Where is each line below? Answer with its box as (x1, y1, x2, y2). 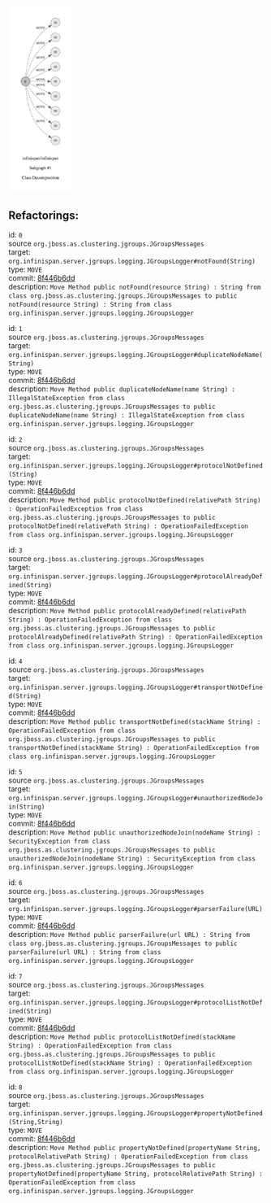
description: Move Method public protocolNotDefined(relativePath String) (8, 495, 261, 505)
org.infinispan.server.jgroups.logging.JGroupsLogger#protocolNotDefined (8, 462, 264, 470)
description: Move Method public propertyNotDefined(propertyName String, (8, 1143, 261, 1153)
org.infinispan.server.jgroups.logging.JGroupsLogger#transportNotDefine (8, 683, 264, 692)
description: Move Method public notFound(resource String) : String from (8, 282, 261, 292)
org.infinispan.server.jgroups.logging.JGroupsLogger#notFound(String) (8, 258, 256, 266)
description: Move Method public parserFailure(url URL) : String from (8, 930, 250, 939)
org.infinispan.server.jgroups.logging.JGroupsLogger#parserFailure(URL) (8, 905, 264, 913)
